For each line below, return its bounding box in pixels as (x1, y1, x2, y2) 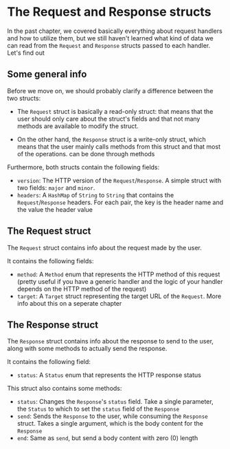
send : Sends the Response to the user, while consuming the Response (16, 412, 208, 420)
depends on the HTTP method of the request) (16, 284, 147, 293)
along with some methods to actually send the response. (7, 344, 168, 353)
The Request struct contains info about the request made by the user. (7, 243, 203, 252)
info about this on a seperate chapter (16, 299, 122, 307)
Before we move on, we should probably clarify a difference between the (7, 86, 214, 95)
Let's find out (7, 49, 45, 57)
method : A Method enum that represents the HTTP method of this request (16, 270, 220, 278)
